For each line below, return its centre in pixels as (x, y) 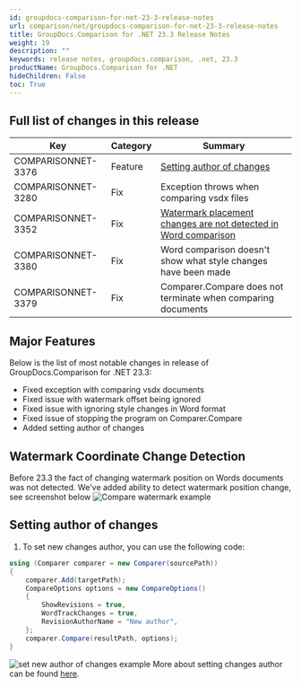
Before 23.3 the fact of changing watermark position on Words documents (146, 478)
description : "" (39, 51)
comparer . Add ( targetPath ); (76, 580)
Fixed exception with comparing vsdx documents (113, 390)
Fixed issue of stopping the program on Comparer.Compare (132, 418)
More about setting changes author (217, 664)
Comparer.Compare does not (222, 286)
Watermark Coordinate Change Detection (128, 456)
